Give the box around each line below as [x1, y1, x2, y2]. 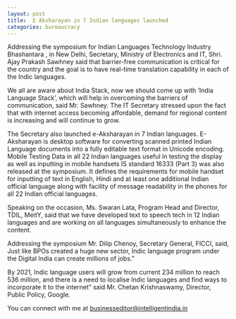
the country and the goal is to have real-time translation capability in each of [7, 65, 229, 74]
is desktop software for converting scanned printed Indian [43, 137, 212, 146]
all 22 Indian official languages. [7, 189, 98, 198]
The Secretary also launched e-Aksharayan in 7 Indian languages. [7, 130, 199, 138]
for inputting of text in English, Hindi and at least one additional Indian [7, 175, 209, 183]
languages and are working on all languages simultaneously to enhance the [7, 218, 227, 227]
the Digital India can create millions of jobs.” [7, 254, 135, 263]
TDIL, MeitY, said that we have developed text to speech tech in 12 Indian [7, 211, 220, 219]
